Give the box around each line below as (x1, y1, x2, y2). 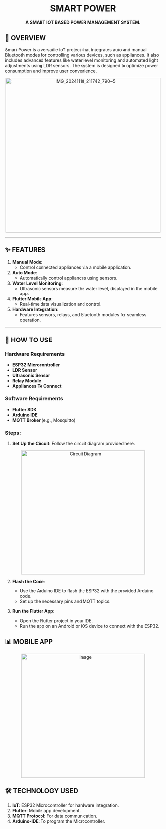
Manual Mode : (12, 259, 43, 265)
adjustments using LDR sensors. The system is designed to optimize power (5, 62, 158, 68)
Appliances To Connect (12, 383, 62, 389)
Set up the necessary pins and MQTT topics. (19, 598, 111, 604)
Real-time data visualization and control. (19, 301, 102, 307)
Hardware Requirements (5, 350, 65, 357)
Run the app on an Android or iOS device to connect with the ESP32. (19, 623, 160, 629)
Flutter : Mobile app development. (12, 808, 81, 814)
